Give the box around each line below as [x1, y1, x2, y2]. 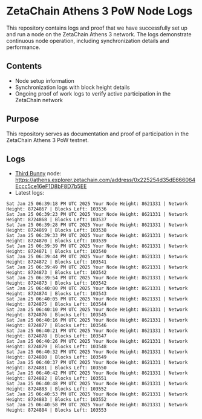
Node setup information [15, 77, 74, 84]
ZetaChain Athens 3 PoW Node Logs [6, 4, 193, 18]
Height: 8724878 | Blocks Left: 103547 [6, 333, 107, 339]
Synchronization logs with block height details [15, 83, 130, 91]
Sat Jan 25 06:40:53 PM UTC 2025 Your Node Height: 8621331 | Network [6, 391, 188, 397]
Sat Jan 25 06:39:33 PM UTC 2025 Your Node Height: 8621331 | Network [6, 233, 188, 239]
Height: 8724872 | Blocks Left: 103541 [6, 259, 107, 265]
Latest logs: [15, 189, 44, 197]
